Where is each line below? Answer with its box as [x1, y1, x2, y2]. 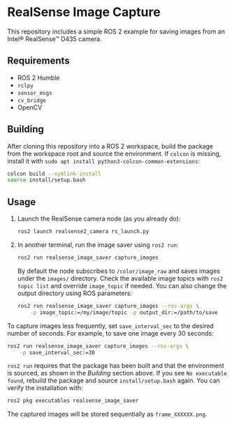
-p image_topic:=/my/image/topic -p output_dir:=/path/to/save [30, 308, 218, 316]
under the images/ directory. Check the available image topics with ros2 [17, 274, 224, 283]
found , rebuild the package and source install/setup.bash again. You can [7, 376, 220, 385]
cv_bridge [17, 97, 47, 104]
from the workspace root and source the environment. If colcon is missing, [7, 149, 221, 158]
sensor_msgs [17, 89, 52, 96]
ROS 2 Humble [17, 73, 60, 82]
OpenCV [17, 103, 43, 112]
